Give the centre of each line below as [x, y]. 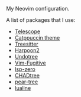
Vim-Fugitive [30, 63]
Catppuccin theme [37, 38]
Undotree [26, 56]
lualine [23, 88]
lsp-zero [25, 69]
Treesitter [26, 44]
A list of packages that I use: [41, 20]
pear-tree [26, 82]
